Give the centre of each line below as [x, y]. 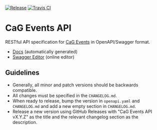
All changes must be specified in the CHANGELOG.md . [65, 95]
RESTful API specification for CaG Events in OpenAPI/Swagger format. [78, 42]
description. [25, 122]
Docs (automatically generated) [45, 51]
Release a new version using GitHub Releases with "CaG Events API [82, 111]
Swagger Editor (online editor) [43, 57]
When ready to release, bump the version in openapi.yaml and [76, 101]
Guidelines [22, 73]
